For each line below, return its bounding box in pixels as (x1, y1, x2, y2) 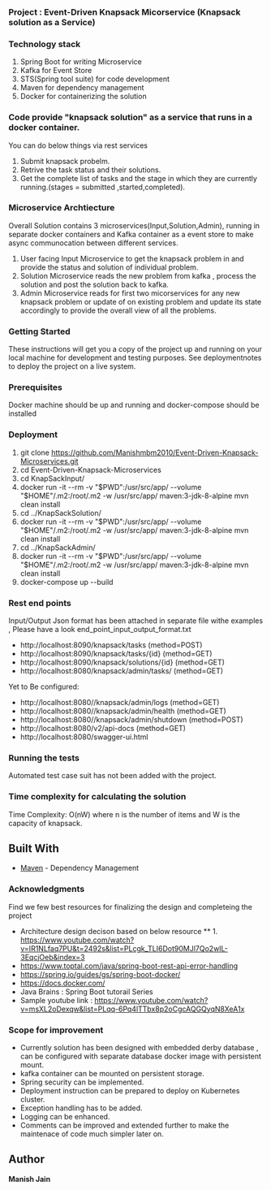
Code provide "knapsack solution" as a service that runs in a (8, 112, 253, 123)
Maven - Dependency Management (19, 863, 140, 873)
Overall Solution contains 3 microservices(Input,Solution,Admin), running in (8, 220, 260, 230)
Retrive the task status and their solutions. (19, 165, 161, 175)
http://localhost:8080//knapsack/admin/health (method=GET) (19, 706, 227, 716)
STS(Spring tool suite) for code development (19, 74, 170, 84)
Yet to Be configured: (8, 682, 80, 691)
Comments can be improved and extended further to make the (19, 1120, 230, 1130)
